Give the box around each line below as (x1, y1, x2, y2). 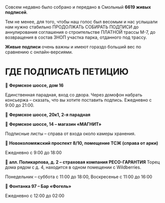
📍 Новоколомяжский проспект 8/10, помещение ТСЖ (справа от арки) (5, 140, 159, 146)
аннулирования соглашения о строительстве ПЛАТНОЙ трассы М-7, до (5, 29, 156, 35)
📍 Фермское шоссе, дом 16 (5, 82, 64, 88)
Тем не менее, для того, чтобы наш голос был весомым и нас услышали (5, 19, 158, 24)
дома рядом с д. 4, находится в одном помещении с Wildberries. (5, 164, 141, 170)
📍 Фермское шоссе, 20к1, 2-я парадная (5, 112, 91, 117)
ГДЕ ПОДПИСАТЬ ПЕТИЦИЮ (5, 66, 129, 77)
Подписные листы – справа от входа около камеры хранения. (5, 131, 136, 136)
